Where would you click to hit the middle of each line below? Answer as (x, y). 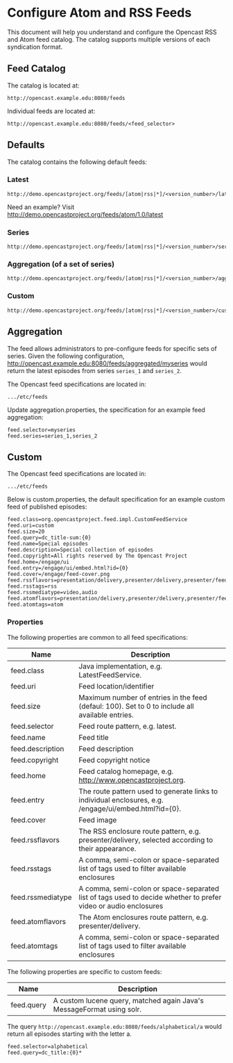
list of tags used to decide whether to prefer (150, 897)
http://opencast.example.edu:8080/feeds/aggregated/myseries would (107, 363)
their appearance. (107, 848)
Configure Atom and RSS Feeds (100, 13)
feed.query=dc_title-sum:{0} (49, 538)
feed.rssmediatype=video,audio (52, 593)
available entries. (106, 715)
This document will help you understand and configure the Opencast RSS (112, 32)
